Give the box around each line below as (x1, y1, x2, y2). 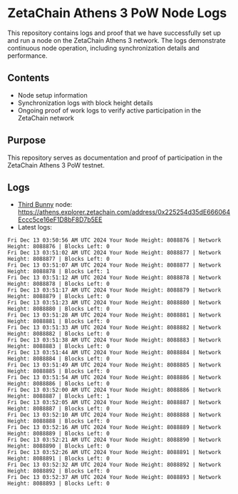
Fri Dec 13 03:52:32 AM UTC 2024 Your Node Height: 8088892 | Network (7, 461, 222, 468)
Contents (7, 72, 50, 84)
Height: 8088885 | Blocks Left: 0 (7, 368, 110, 375)
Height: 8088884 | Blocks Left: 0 (7, 355, 110, 363)
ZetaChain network (17, 113, 75, 122)
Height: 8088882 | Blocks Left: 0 (7, 330, 110, 338)
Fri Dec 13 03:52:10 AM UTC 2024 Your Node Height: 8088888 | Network (7, 411, 222, 418)
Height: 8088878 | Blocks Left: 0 (7, 280, 110, 288)
